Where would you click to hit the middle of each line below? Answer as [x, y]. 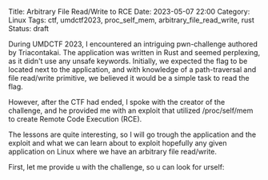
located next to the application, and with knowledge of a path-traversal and [132, 70]
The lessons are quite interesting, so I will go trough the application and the [132, 134]
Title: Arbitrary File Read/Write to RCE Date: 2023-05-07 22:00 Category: [129, 12]
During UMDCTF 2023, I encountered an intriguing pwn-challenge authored [133, 44]
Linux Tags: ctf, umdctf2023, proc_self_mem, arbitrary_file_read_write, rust [131, 20]
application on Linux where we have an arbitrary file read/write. [113, 152]
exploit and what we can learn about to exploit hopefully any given [118, 143]
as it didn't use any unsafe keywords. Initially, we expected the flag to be [128, 61]
